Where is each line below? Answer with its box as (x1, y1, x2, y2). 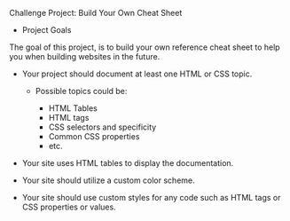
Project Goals (21, 25, 72, 35)
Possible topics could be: (35, 86, 128, 96)
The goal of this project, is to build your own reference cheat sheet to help (9, 42, 281, 52)
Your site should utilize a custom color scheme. (21, 175, 195, 185)
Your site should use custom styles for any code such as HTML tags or (21, 193, 281, 202)
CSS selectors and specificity (48, 122, 157, 132)
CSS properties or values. (21, 201, 117, 212)
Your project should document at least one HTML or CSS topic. (21, 68, 253, 79)
